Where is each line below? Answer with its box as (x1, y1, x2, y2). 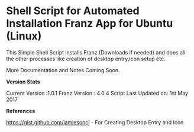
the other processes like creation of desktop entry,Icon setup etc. (6, 55, 166, 62)
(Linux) (6, 30, 42, 43)
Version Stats (6, 78, 40, 85)
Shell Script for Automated (6, 4, 140, 18)
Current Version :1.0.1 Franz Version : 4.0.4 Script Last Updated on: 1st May (6, 89, 188, 96)
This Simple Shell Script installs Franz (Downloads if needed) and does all (6, 49, 186, 56)
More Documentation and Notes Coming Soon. (6, 66, 120, 73)
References (6, 107, 35, 114)
